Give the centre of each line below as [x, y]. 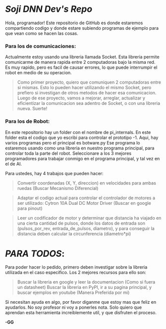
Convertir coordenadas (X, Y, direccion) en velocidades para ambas [86, 183]
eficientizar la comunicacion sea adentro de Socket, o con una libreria [88, 103]
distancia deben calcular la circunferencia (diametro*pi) [74, 234]
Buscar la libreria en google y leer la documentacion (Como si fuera [86, 282]
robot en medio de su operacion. [38, 73]
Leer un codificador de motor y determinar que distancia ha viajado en [89, 218]
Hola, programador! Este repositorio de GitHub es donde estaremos [74, 23]
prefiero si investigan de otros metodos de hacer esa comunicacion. [87, 93]
